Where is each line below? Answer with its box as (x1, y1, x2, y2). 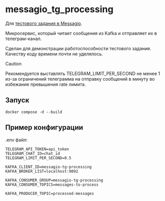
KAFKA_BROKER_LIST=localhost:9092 (5, 169, 79, 174)
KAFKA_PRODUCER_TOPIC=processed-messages (5, 191, 94, 196)
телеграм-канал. (5, 36, 42, 42)
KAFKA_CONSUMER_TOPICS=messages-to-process (5, 182, 99, 187)
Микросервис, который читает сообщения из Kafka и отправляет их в (5, 30, 157, 36)
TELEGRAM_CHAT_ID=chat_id (5, 151, 60, 156)
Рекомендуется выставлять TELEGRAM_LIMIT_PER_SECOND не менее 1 (5, 70, 160, 77)
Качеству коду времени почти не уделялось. (5, 51, 103, 57)
